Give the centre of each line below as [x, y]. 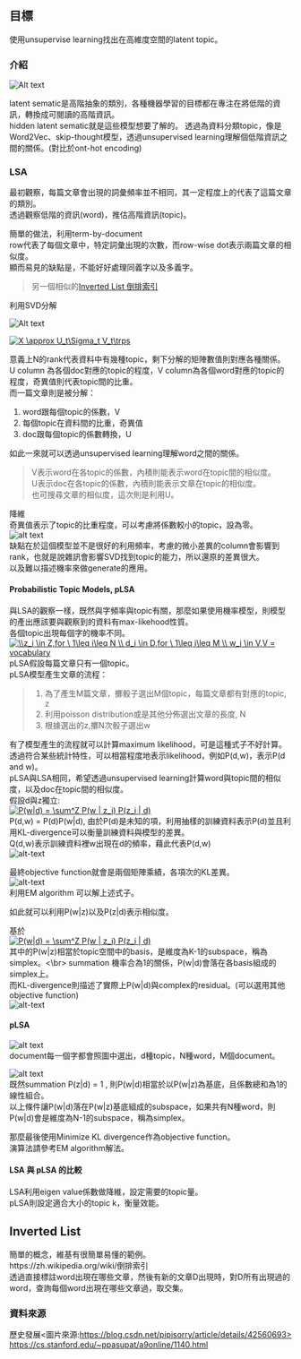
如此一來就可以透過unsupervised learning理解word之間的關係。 [127, 453]
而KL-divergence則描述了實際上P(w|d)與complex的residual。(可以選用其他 [147, 985]
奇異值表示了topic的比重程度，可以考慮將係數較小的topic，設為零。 [133, 525]
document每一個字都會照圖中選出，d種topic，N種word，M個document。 [145, 1055]
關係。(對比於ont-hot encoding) [83, 148]
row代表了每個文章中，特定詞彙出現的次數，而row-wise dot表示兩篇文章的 [146, 245]
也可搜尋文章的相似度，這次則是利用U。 [105, 495]
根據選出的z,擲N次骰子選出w [97, 725]
